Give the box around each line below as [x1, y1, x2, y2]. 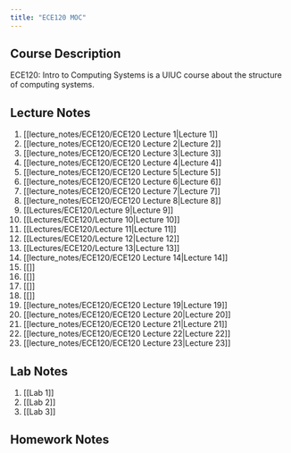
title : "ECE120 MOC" [10, 13, 87, 22]
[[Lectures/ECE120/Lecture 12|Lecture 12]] [22, 233, 180, 244]
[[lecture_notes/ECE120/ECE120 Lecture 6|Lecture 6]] [22, 176, 221, 188]
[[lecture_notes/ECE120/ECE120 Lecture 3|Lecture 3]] [22, 148, 221, 159]
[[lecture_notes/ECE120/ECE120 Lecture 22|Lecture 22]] [22, 328, 231, 340]
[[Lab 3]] [22, 407, 56, 417]
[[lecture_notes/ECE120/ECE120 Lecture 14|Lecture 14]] [22, 252, 229, 264]
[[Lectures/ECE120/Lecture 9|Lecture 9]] [22, 205, 174, 215]
